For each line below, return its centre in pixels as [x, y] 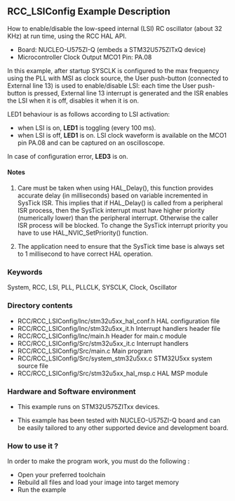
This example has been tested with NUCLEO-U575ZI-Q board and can [119, 420]
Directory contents [40, 306]
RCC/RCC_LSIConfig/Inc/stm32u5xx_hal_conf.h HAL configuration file [119, 321]
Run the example [42, 490]
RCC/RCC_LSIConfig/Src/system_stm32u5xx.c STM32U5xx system [115, 358]
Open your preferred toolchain [61, 475]
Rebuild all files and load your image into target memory [98, 482]
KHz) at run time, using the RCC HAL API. [67, 36]
